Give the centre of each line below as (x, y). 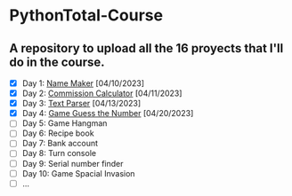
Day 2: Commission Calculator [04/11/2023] (102, 93)
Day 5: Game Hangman (65, 123)
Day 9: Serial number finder (73, 163)
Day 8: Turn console (59, 153)
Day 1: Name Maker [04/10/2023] (83, 83)
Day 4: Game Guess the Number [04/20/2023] (108, 114)
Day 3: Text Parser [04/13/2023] (81, 104)
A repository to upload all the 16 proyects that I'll (146, 48)
